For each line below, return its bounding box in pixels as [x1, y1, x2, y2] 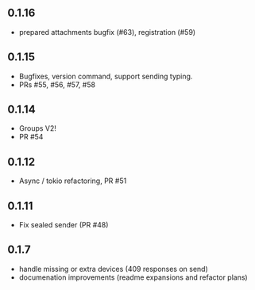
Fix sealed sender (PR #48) [18, 220, 109, 230]
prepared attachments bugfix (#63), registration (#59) [18, 27, 196, 36]
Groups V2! [18, 124, 57, 133]
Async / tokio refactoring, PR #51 [18, 176, 127, 185]
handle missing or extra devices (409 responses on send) [18, 264, 208, 273]
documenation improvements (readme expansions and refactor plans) [18, 273, 248, 282]
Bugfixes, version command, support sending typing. [18, 71, 193, 81]
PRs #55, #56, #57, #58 [18, 79, 96, 90]
